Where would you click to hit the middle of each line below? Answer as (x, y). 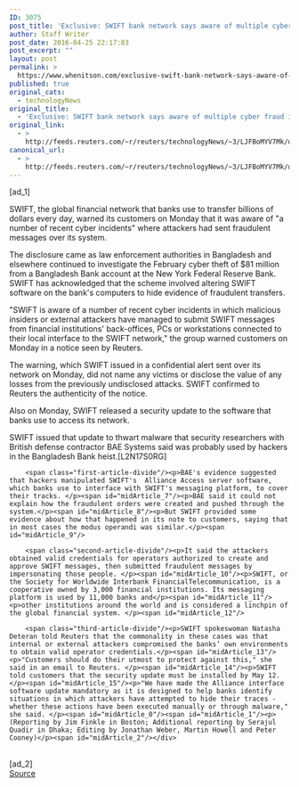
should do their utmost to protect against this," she (169, 660)
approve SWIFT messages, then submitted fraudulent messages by (131, 567)
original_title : (39, 109)
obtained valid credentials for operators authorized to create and (139, 559)
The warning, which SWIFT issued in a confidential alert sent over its (135, 365)
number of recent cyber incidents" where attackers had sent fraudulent (140, 228)
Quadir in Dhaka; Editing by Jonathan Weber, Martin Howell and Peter (143, 730)
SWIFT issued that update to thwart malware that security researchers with (147, 438)
